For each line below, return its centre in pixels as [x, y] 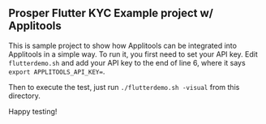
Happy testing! [33, 111]
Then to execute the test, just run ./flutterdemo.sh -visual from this [124, 87]
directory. [24, 96]
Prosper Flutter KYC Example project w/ [111, 13]
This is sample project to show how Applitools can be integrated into [123, 45]
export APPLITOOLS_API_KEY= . [57, 71]
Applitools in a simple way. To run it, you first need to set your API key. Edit [133, 54]
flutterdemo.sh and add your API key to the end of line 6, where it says [127, 62]
